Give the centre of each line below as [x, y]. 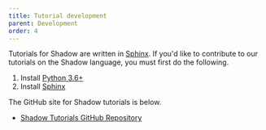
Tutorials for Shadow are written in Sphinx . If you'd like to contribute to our [133, 54]
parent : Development [44, 23]
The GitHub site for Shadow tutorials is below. [85, 103]
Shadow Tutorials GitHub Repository [81, 118]
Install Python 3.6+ [52, 78]
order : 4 [23, 31]
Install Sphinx [43, 86]
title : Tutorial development [58, 16]
